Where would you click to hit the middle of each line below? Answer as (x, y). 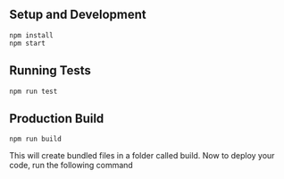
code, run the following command (71, 166)
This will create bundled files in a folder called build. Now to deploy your (142, 156)
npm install (31, 35)
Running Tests (50, 71)
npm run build (36, 139)
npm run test (33, 91)
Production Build (57, 119)
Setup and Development (78, 15)
